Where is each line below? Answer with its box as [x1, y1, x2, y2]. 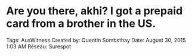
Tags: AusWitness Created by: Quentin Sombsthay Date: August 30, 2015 [6, 36, 186, 43]
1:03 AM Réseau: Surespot [6, 43, 72, 50]
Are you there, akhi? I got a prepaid [6, 4, 183, 18]
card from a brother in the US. [6, 17, 156, 30]
